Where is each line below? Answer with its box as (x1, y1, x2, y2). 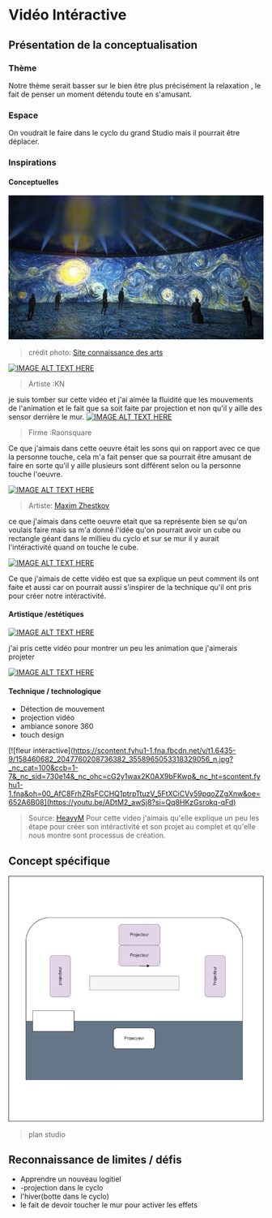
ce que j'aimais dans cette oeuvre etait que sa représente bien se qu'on (8, 516, 248, 526)
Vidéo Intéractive (8, 6, 127, 24)
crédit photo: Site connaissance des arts (28, 347, 164, 357)
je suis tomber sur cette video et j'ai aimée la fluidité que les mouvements (8, 394, 253, 404)
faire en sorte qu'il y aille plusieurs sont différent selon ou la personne (8, 460, 241, 470)
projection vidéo (19, 712, 75, 723)
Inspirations (8, 157, 57, 168)
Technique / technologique (8, 686, 101, 695)
